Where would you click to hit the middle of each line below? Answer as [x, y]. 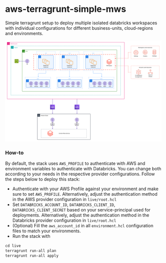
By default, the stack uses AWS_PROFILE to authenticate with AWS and [75, 163]
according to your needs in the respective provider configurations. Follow [80, 174]
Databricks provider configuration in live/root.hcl [64, 220]
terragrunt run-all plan [31, 251]
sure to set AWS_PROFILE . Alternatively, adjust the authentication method [85, 194]
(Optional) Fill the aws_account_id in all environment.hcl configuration [83, 226]
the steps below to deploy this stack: [43, 179]
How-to [14, 153]
